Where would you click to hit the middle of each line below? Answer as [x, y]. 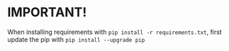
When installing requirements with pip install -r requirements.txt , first [114, 32]
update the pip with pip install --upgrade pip [76, 39]
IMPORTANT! [47, 12]
